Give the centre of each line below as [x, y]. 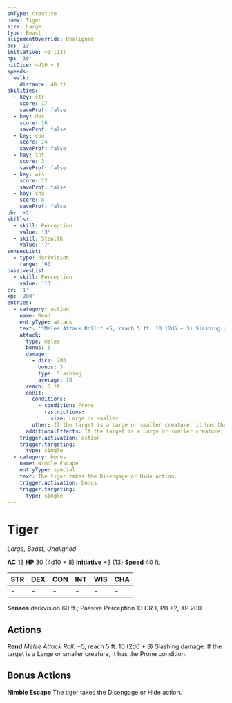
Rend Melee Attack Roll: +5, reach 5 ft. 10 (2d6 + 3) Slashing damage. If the [115, 646]
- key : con [29, 135]
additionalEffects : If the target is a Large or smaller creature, [125, 431]
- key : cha [29, 194]
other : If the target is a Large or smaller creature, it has [123, 425]
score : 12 [34, 180]
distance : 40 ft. [45, 84]
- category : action [41, 309]
